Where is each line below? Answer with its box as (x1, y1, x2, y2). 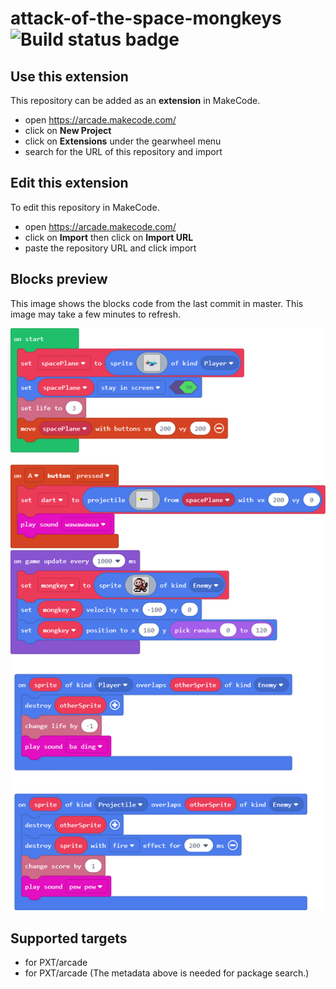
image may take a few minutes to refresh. (10, 308, 181, 320)
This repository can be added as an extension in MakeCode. (10, 95, 261, 106)
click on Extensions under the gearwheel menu (24, 135, 222, 147)
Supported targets (10, 930, 128, 947)
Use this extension (10, 68, 129, 85)
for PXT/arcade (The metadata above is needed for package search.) (24, 967, 310, 979)
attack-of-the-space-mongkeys (10, 7, 282, 30)
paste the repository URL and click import (24, 242, 197, 254)
